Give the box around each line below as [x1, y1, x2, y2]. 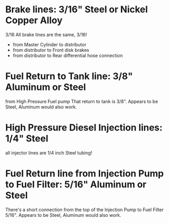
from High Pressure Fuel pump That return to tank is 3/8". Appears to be [5, 98, 158, 104]
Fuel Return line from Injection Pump [5, 168, 164, 179]
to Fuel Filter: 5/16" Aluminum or [5, 179, 146, 190]
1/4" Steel [5, 133, 49, 144]
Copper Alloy [5, 14, 63, 26]
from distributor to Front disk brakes [12, 47, 89, 53]
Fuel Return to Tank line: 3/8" [5, 70, 133, 82]
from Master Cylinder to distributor [12, 41, 86, 47]
